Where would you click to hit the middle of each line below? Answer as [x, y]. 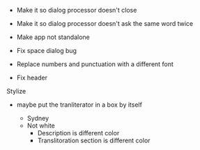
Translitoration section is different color [94, 140]
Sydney [38, 118]
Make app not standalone [53, 37]
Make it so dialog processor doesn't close [77, 10]
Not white [41, 126]
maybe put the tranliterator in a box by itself [79, 105]
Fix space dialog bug [47, 51]
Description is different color [78, 133]
